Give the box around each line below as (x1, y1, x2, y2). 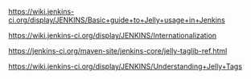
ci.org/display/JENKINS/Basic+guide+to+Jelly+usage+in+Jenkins (8, 15, 225, 25)
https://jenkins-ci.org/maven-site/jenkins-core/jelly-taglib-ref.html (8, 46, 228, 55)
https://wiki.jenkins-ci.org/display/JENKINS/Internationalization (8, 31, 217, 40)
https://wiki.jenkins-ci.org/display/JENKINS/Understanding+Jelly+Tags (8, 61, 243, 71)
